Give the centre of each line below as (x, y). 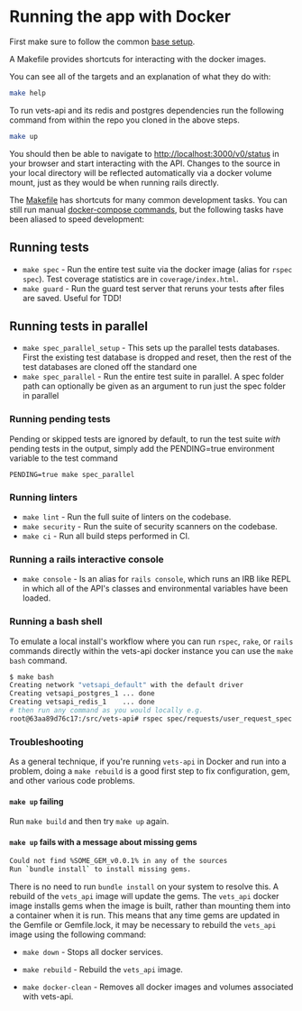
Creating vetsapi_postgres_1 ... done (82, 694)
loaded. (37, 598)
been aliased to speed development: (77, 219)
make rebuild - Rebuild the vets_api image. (102, 970)
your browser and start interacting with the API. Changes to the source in (145, 163)
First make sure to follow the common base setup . (102, 41)
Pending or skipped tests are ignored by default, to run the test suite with (145, 438)
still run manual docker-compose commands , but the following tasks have (146, 209)
